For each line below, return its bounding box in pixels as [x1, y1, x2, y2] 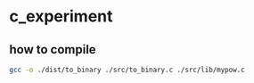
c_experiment [9, 6, 113, 27]
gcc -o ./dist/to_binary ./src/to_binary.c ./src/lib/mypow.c [9, 65, 245, 74]
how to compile [9, 42, 96, 57]
